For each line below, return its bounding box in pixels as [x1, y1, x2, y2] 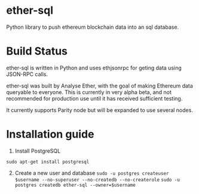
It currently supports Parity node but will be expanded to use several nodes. [6, 106, 193, 114]
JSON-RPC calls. [6, 70, 48, 78]
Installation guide [6, 128, 94, 141]
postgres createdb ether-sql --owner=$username [14, 182, 136, 188]
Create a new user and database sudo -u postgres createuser [14, 169, 169, 177]
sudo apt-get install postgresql [6, 159, 90, 165]
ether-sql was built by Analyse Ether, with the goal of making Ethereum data [6, 82, 193, 89]
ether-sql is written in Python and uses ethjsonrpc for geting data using [6, 64, 182, 71]
